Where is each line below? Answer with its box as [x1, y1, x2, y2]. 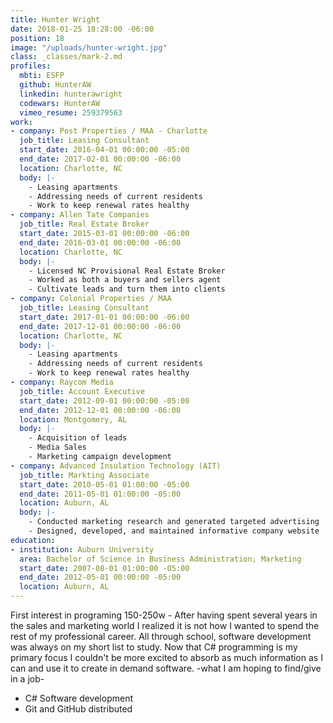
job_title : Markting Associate [19, 470, 150, 480]
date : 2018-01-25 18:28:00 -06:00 [10, 24, 155, 34]
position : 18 [10, 33, 65, 43]
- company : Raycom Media [10, 377, 114, 387]
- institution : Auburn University [10, 544, 155, 555]
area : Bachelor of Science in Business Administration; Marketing [19, 554, 302, 564]
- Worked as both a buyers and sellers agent [28, 275, 222, 285]
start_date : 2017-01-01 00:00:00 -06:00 [19, 312, 190, 322]
